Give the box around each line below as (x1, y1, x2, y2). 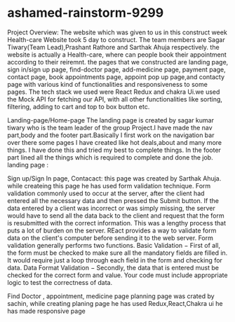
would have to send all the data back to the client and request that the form (7, 211, 224, 220)
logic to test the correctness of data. (7, 278, 113, 286)
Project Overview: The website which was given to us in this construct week (7, 28, 228, 36)
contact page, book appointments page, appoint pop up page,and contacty (7, 72, 225, 81)
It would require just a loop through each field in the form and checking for (7, 255, 223, 264)
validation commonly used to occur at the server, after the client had (7, 189, 205, 197)
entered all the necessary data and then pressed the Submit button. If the (7, 196, 220, 204)
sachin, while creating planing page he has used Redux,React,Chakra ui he (7, 299, 223, 307)
